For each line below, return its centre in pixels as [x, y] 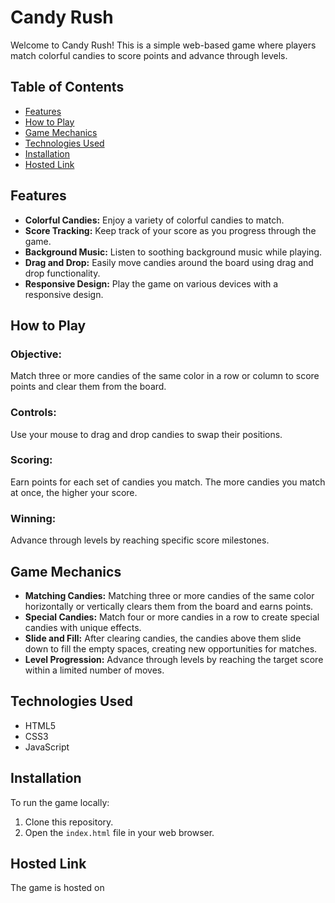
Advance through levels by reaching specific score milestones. [140, 540]
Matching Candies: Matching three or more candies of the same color [169, 595]
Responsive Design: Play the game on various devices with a [151, 283]
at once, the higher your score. [74, 492]
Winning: [33, 518]
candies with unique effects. [83, 627]
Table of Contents [67, 87]
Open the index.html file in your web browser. [119, 832]
